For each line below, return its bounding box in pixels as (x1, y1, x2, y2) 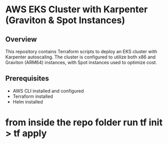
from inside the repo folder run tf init (5, 117, 163, 128)
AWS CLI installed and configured (12, 88, 84, 94)
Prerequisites (5, 74, 49, 83)
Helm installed (12, 98, 44, 105)
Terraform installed (12, 93, 53, 99)
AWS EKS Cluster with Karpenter (5, 4, 148, 15)
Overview (5, 35, 37, 44)
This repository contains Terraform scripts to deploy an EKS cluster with (5, 49, 158, 54)
